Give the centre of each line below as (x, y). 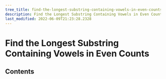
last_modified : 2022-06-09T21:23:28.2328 (48, 19)
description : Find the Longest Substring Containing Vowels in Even (77, 14)
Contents (20, 71)
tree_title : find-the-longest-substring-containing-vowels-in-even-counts (84, 10)
